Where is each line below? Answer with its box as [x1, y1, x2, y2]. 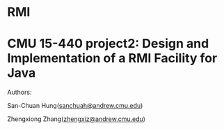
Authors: [7, 88, 32, 97]
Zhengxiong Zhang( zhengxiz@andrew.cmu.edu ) [7, 115, 146, 123]
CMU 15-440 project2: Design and [7, 36, 209, 52]
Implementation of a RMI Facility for [7, 50, 218, 66]
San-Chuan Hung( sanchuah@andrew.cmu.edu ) [7, 102, 143, 110]
